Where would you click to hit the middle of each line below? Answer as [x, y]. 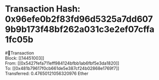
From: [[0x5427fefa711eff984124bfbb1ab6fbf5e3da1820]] [62, 63]
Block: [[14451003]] [25, 58]
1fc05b [19, 40]
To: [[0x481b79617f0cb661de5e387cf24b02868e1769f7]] [62, 68]
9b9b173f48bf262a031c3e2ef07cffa [80, 29]
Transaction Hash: [43, 9]
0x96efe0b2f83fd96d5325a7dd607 [79, 19]
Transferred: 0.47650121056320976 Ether [47, 73]
